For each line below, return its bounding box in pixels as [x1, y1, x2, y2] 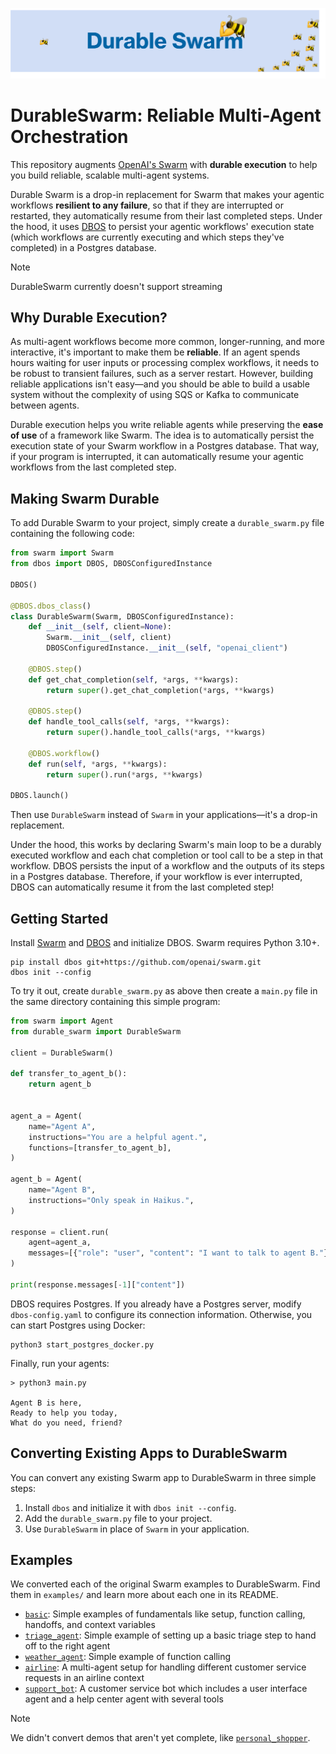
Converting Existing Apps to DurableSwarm [10, 1445, 288, 1462]
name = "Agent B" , [28, 1185, 97, 1195]
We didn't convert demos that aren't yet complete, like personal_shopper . [10, 1732, 311, 1744]
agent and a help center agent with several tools [24, 1693, 224, 1705]
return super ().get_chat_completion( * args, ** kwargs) [46, 685, 275, 695]
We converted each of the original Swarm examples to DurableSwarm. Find [10, 1578, 321, 1590]
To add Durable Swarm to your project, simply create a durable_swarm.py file [10, 517, 325, 529]
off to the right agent [24, 1640, 111, 1652]
